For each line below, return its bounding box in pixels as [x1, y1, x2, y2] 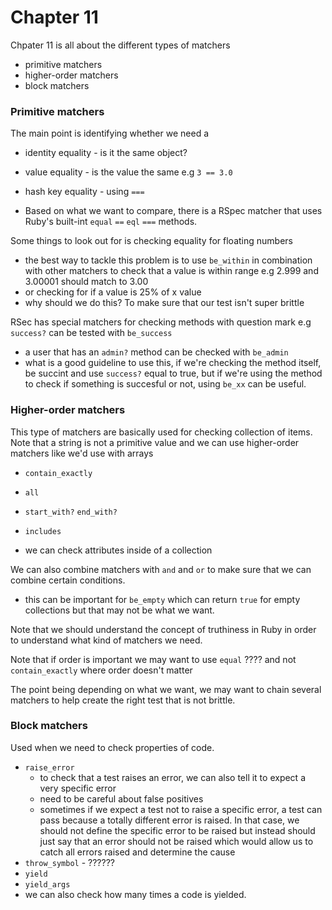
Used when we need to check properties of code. [10, 741, 215, 753]
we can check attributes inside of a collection [24, 544, 213, 556]
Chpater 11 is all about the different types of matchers [10, 39, 231, 51]
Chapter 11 [10, 6, 99, 29]
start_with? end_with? [24, 507, 118, 517]
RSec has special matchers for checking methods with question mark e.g [10, 316, 312, 328]
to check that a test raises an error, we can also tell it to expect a [39, 771, 306, 783]
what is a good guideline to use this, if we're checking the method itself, [24, 357, 322, 369]
